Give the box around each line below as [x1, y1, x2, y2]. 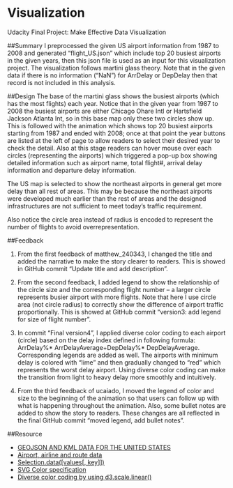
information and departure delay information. [7, 166, 137, 174]
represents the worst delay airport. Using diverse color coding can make [17, 365, 226, 374]
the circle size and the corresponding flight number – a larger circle [17, 285, 211, 293]
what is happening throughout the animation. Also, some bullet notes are [17, 401, 227, 409]
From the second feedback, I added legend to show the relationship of [17, 277, 220, 287]
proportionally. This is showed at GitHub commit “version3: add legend [17, 307, 221, 316]
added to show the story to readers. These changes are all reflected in [17, 409, 220, 417]
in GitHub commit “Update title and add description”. [17, 264, 169, 273]
